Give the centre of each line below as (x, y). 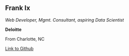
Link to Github (19, 48)
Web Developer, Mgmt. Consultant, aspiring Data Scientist (65, 20)
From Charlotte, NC (25, 39)
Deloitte (13, 29)
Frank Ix (18, 8)
